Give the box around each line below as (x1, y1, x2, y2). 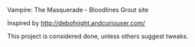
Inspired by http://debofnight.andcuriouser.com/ (7, 19, 146, 27)
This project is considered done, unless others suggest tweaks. (7, 32, 189, 40)
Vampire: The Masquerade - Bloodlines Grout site (7, 6, 149, 14)
